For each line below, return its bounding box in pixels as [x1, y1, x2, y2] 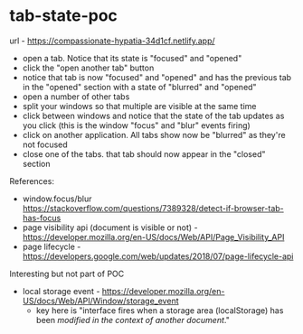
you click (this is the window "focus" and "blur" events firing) [22, 119, 251, 131]
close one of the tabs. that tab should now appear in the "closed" [22, 148, 266, 159]
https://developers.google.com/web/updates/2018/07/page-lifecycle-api [22, 250, 294, 262]
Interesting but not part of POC [9, 268, 125, 279]
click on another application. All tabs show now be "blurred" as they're [22, 129, 287, 140]
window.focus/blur [22, 193, 92, 204]
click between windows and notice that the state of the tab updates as [22, 110, 285, 121]
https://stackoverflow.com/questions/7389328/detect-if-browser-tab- [22, 202, 285, 213]
